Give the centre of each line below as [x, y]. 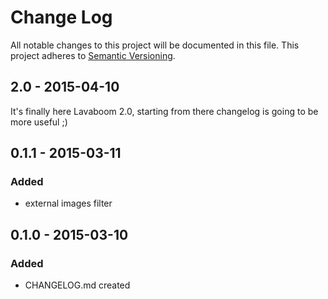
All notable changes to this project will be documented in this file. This [155, 45]
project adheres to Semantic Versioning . [93, 55]
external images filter [68, 203]
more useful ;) [39, 122]
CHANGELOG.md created [77, 285]
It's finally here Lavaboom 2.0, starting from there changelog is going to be [164, 111]
